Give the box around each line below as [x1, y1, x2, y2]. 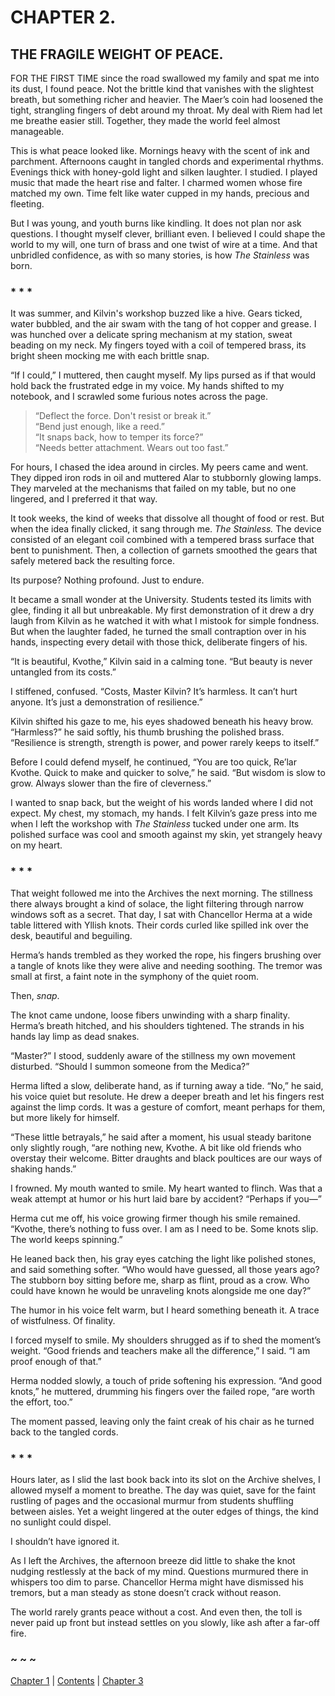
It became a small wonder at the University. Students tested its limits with [10, 594, 312, 606]
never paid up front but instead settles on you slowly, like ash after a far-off [10, 1616, 320, 1628]
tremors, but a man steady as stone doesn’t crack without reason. [10, 1586, 282, 1598]
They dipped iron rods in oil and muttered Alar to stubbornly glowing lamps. [10, 472, 322, 484]
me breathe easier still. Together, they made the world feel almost [10, 115, 281, 126]
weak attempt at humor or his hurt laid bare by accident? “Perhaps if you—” [10, 1192, 322, 1205]
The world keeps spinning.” [10, 1233, 123, 1245]
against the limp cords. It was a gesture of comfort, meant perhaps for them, [10, 1101, 326, 1113]
